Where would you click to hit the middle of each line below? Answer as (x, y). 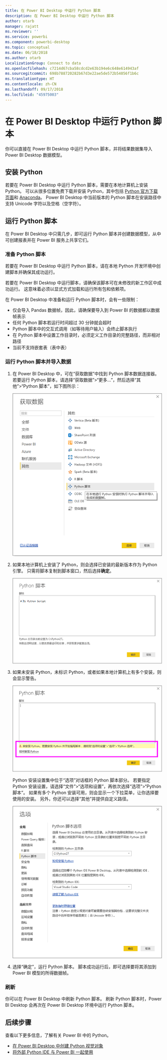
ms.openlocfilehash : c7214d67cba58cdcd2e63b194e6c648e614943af (72, 68)
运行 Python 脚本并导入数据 (38, 362)
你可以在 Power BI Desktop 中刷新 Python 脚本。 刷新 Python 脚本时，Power (83, 999)
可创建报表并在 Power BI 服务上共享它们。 (48, 240)
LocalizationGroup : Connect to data (43, 63)
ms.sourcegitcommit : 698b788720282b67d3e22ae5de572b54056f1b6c (72, 74)
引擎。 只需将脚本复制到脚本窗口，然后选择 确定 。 (63, 571)
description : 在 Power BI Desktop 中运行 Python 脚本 (60, 16)
